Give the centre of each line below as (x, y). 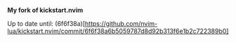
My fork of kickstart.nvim (45, 10)
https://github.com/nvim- (121, 23)
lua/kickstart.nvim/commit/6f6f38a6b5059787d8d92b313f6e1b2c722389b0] (118, 31)
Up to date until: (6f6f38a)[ (46, 23)
